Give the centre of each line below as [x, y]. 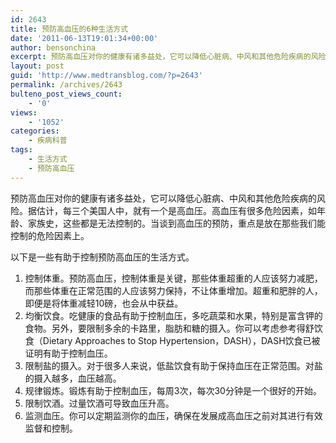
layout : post [37, 66]
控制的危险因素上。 [50, 235]
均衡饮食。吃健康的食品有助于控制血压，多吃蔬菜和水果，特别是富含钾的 [173, 315]
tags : [21, 150]
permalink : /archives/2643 [66, 85]
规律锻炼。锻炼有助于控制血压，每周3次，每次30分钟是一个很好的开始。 [173, 390]
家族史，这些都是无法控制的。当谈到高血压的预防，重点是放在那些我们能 [176, 223]
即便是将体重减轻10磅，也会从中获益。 [104, 303]
